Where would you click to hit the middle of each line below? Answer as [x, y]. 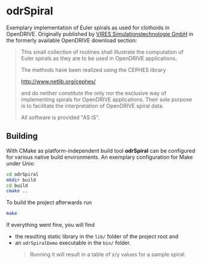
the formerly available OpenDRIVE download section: [72, 40]
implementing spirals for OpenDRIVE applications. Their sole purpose [106, 99]
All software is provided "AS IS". [60, 117]
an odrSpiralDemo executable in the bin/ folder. [73, 243]
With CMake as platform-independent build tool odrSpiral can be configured [101, 150]
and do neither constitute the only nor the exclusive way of [94, 93]
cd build [17, 186]
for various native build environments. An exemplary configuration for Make [100, 157]
